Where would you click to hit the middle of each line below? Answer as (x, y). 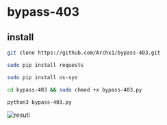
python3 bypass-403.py (39, 102)
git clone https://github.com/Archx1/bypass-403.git (84, 53)
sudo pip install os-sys (42, 77)
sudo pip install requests (46, 65)
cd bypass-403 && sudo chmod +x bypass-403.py (75, 89)
